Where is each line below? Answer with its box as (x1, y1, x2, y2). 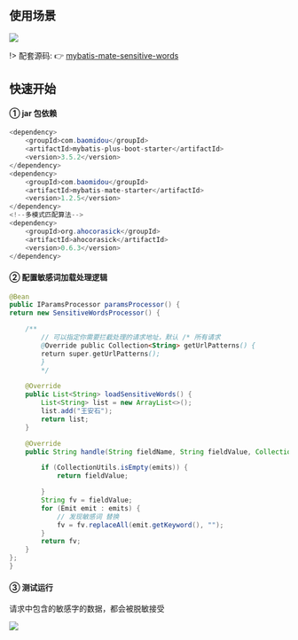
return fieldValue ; (56, 472, 129, 480)
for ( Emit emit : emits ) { (41, 503, 141, 512)
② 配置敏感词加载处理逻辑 (9, 272, 108, 282)
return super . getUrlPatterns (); (41, 349, 161, 358)
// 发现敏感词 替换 (56, 512, 120, 521)
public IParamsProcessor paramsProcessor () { (9, 300, 180, 309)
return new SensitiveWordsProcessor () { (9, 308, 161, 317)
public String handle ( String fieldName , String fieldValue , (25, 447, 252, 457)
